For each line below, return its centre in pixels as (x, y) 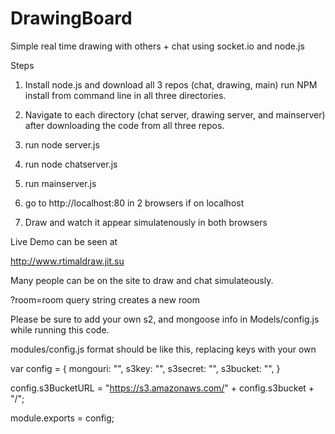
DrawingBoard (71, 18)
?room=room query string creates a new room (105, 299)
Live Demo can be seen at (64, 241)
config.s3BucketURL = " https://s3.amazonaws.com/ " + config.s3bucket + (162, 388)
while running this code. (60, 329)
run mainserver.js (60, 183)
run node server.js (62, 144)
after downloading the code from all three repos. (124, 125)
